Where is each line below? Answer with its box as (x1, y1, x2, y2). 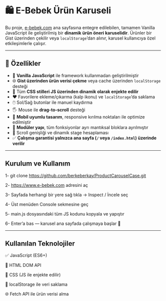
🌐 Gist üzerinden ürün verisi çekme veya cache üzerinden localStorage (12, 78, 161, 84)
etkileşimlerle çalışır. (5, 40, 46, 46)
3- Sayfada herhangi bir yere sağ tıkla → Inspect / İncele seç (5, 192, 128, 198)
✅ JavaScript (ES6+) (5, 253, 47, 258)
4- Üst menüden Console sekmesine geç (5, 201, 89, 207)
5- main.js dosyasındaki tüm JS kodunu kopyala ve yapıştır (5, 211, 124, 216)
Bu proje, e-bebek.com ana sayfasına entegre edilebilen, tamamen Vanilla (5, 24, 155, 31)
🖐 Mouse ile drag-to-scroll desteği (12, 107, 85, 113)
